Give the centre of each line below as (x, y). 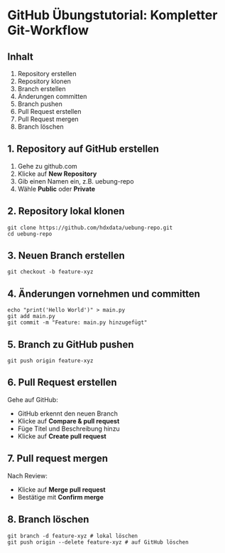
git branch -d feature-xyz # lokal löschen (73, 536)
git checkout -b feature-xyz (50, 272)
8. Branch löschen (48, 520)
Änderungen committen (52, 96)
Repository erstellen (47, 74)
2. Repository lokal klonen (66, 211)
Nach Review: (27, 475)
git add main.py (31, 317)
